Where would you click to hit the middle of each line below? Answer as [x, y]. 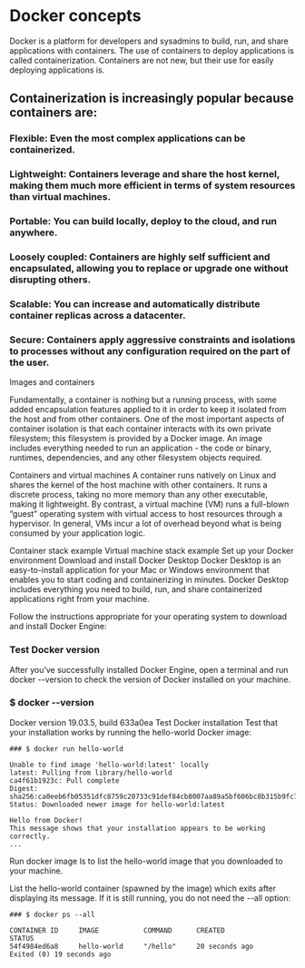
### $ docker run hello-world [67, 749]
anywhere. [34, 232]
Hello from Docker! [46, 820]
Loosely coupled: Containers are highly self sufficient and [140, 257]
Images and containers [52, 382]
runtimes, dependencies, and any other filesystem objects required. [136, 458]
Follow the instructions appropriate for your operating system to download [148, 617]
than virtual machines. [60, 197]
